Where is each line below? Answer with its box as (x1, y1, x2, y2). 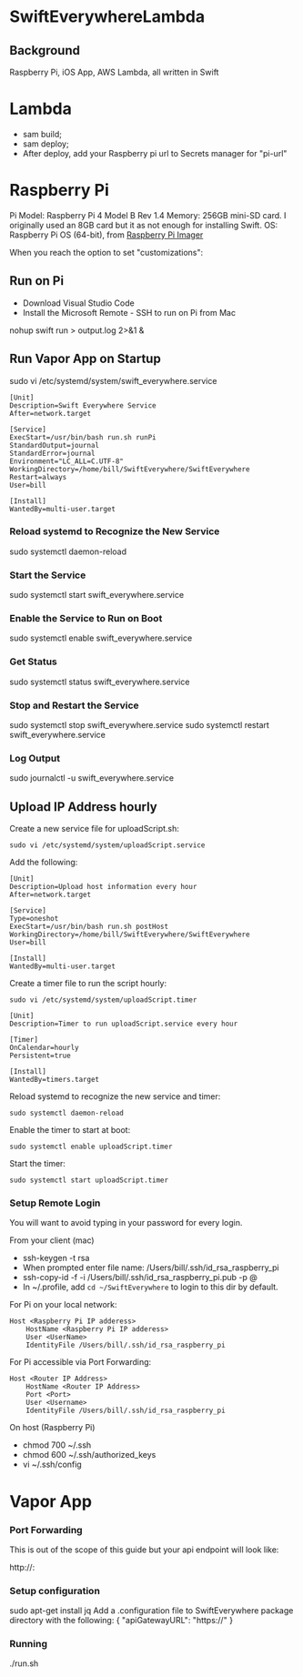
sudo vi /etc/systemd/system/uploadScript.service (9, 841, 206, 850)
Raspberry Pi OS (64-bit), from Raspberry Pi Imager (9, 229, 204, 240)
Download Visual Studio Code (22, 298, 135, 308)
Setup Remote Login (9, 1197, 101, 1209)
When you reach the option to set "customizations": (9, 247, 204, 258)
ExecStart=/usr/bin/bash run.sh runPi (9, 432, 157, 442)
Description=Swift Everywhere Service (9, 400, 157, 410)
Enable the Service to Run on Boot (9, 612, 163, 625)
